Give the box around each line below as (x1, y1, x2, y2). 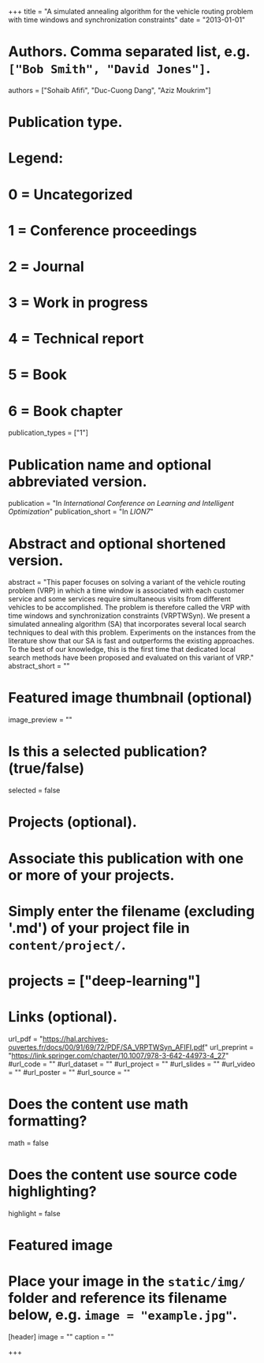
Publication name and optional (8, 455, 212, 474)
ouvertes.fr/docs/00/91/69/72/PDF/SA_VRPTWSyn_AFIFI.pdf (8, 1042, 205, 1052)
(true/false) (8, 759, 85, 777)
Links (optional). (8, 1008, 118, 1026)
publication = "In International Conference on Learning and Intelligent (8, 499, 234, 508)
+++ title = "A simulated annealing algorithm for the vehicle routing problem (8, 7, 254, 16)
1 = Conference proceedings (8, 221, 197, 239)
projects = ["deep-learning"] (8, 972, 201, 990)
